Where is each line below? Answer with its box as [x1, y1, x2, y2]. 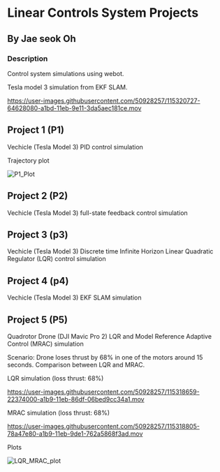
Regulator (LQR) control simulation [7, 255, 106, 263]
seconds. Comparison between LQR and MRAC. [7, 360, 145, 369]
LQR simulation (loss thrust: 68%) [7, 374, 104, 382]
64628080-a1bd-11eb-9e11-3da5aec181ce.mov [7, 103, 142, 112]
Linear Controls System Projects [7, 5, 199, 21]
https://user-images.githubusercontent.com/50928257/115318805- [7, 422, 200, 430]
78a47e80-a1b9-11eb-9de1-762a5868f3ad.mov [7, 429, 143, 438]
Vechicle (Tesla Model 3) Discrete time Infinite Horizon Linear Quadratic [7, 247, 214, 256]
